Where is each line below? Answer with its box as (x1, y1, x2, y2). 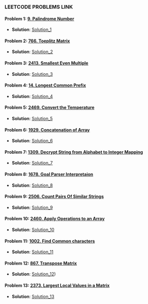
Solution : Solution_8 (11, 182, 53, 188)
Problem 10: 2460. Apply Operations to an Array (4, 216, 105, 222)
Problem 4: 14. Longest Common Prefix (4, 82, 87, 88)
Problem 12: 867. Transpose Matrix (4, 260, 77, 266)
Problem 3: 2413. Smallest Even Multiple (4, 60, 89, 66)
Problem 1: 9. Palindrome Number (4, 16, 74, 22)
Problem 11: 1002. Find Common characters (4, 238, 95, 244)
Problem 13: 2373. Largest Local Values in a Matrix (4, 282, 110, 288)
